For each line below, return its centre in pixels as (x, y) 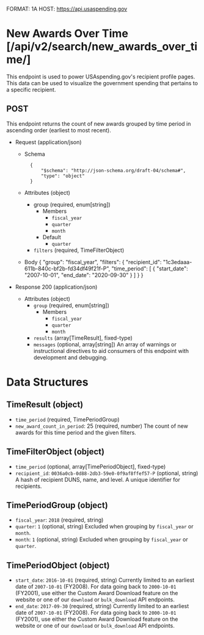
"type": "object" (63, 176)
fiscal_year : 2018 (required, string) (59, 520)
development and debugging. (71, 357)
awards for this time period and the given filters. (75, 432)
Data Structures (47, 382)
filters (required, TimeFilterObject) (79, 250)
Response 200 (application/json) (56, 287)
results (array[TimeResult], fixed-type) (83, 338)
